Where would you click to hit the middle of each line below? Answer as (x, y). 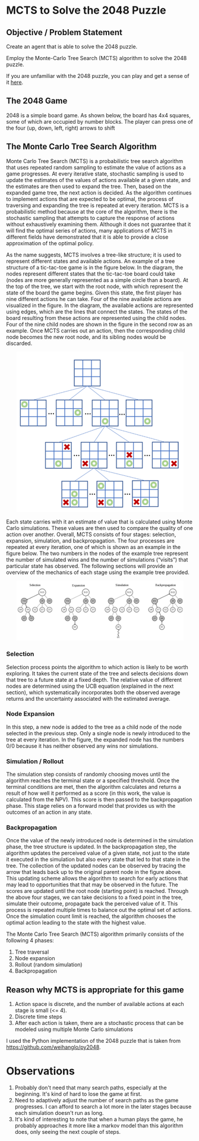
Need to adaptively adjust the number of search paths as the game (97, 1101)
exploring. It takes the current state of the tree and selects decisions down (97, 673)
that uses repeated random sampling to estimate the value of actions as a (96, 167)
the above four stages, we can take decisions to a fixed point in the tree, (94, 897)
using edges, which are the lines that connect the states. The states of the (97, 311)
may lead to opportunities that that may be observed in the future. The (92, 885)
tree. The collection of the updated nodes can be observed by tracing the (96, 866)
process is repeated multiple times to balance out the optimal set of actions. (99, 910)
